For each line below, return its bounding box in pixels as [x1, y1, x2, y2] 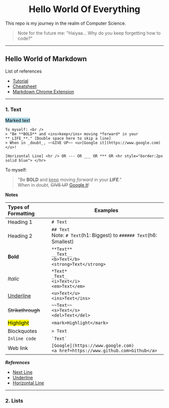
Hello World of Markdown [5, 54, 87, 64]
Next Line [12, 369, 33, 375]
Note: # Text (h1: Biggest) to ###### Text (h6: [51, 232, 157, 239]
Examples [94, 207, 119, 214]
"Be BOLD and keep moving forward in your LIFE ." [17, 177, 122, 183]
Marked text [5, 118, 30, 124]
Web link [8, 344, 29, 352]
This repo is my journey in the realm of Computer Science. [5, 20, 126, 26]
